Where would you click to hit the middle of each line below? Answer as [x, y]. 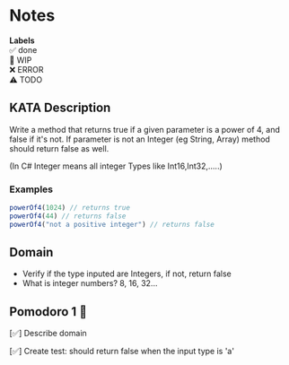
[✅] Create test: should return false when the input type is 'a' [122, 352]
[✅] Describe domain [48, 334]
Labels [22, 40]
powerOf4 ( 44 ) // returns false [68, 216]
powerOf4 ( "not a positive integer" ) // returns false [112, 224]
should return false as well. [59, 148]
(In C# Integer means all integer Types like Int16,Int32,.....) [116, 166]
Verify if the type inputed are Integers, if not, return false [127, 274]
